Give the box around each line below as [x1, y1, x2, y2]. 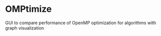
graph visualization [5, 25, 44, 31]
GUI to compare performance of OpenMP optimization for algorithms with [5, 20, 157, 26]
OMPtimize [5, 3, 52, 15]
